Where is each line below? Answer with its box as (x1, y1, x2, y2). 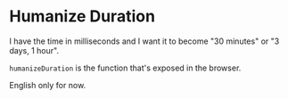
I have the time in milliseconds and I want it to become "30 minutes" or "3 (9, 36, 280, 46)
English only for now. (9, 79, 86, 90)
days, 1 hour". (9, 45, 60, 55)
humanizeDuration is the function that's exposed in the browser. (9, 62, 242, 73)
